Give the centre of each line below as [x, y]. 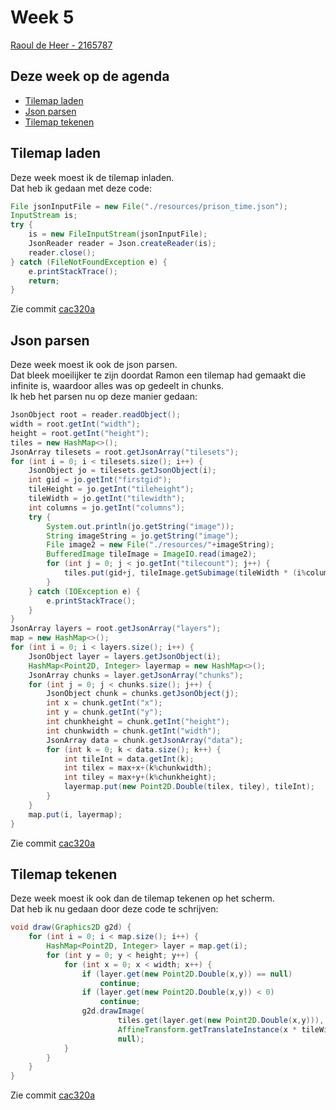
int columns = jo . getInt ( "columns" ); [107, 507]
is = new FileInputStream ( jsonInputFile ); [118, 234]
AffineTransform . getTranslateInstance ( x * [207, 1029]
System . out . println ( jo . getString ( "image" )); [140, 526]
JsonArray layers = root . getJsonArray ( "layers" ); [116, 629]
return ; [44, 281]
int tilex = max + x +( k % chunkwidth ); [138, 768]
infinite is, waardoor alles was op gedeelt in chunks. [117, 386]
